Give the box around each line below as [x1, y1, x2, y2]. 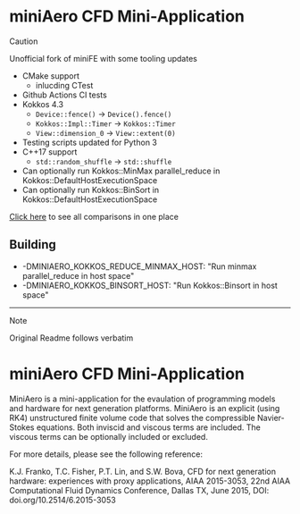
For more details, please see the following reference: [9, 449, 204, 459]
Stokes [9, 422, 35, 433]
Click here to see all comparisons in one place [9, 211, 179, 222]
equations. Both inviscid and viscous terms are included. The [36, 422, 261, 433]
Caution [9, 36, 38, 46]
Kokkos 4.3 [21, 98, 64, 109]
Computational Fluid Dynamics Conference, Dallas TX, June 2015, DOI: [9, 485, 270, 495]
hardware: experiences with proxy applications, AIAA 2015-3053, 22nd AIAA [9, 476, 291, 486]
